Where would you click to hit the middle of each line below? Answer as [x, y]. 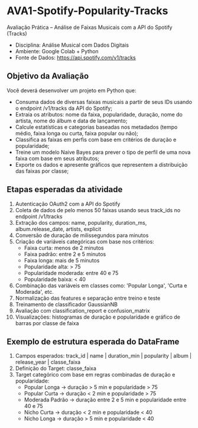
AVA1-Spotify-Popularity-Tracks [87, 11]
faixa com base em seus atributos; [57, 158]
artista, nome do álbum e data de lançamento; [71, 121]
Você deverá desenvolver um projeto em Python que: [72, 90]
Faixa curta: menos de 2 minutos [64, 248]
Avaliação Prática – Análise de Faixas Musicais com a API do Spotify [90, 27]
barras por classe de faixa [47, 323]
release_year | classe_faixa [48, 362]
